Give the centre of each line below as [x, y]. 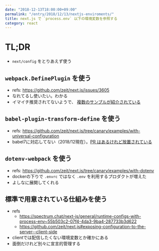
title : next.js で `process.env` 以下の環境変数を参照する [61, 18]
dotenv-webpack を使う [38, 159]
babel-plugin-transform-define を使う [63, 119]
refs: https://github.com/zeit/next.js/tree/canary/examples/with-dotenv [83, 170]
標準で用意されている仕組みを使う [56, 199]
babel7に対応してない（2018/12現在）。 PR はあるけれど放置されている [82, 142]
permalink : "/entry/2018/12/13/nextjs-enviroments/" [60, 14]
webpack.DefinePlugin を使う [48, 78]
